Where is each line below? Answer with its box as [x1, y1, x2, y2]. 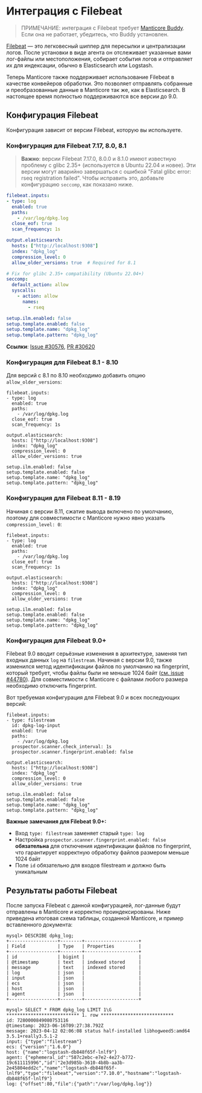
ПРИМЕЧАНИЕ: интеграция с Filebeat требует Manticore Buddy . [21, 24, 185, 31]
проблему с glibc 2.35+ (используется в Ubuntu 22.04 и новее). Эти [21, 162, 196, 169]
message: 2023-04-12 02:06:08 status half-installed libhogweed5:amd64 [6, 1028, 190, 1034]
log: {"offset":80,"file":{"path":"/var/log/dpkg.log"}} [6, 1081, 153, 1087]
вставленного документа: [6, 921, 73, 928]
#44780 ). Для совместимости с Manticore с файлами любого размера [6, 676, 188, 683]
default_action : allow [11, 282, 69, 288]
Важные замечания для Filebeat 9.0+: [6, 818, 107, 825]
